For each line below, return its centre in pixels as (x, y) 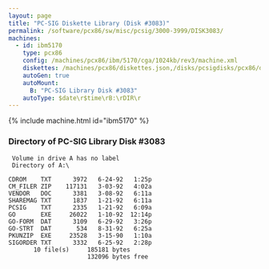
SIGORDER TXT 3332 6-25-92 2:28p (80, 243)
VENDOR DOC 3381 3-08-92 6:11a (80, 194)
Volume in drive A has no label (66, 158)
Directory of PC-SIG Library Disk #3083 (87, 141)
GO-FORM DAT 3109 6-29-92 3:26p (80, 222)
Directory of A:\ (40, 165)
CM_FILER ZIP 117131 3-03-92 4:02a (80, 186)
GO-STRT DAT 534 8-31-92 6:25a (80, 228)
